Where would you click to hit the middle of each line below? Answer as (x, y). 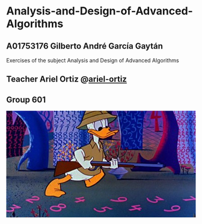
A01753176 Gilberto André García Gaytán (85, 46)
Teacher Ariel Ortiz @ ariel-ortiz (67, 79)
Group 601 (26, 99)
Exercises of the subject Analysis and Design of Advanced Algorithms (93, 60)
